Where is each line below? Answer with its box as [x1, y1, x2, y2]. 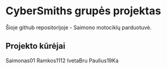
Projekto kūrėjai [5, 41, 66, 51]
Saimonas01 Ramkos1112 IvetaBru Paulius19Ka [5, 57, 119, 64]
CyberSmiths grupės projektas [5, 4, 162, 18]
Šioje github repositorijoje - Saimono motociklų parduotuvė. [5, 24, 152, 31]
